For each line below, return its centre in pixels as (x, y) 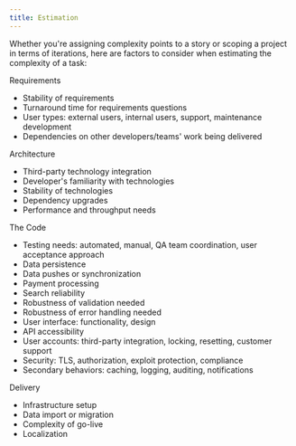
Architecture (32, 154)
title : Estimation (44, 18)
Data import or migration (68, 414)
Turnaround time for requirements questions (105, 107)
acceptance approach (63, 254)
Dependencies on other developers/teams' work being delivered (142, 136)
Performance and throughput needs (89, 210)
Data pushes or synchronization (82, 273)
